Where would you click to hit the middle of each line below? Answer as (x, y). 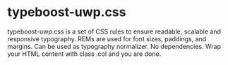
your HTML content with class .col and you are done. (84, 54)
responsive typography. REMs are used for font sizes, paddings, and (107, 38)
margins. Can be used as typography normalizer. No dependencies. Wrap (114, 46)
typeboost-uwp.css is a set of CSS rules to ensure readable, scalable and (114, 31)
